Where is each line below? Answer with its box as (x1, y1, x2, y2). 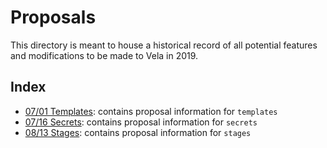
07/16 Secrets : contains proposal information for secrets (24, 116, 258, 128)
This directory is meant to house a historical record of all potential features (10, 39, 318, 51)
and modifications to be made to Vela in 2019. (10, 49, 199, 61)
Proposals (10, 6, 97, 29)
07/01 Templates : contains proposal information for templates (24, 105, 278, 117)
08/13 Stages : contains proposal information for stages (24, 126, 252, 138)
